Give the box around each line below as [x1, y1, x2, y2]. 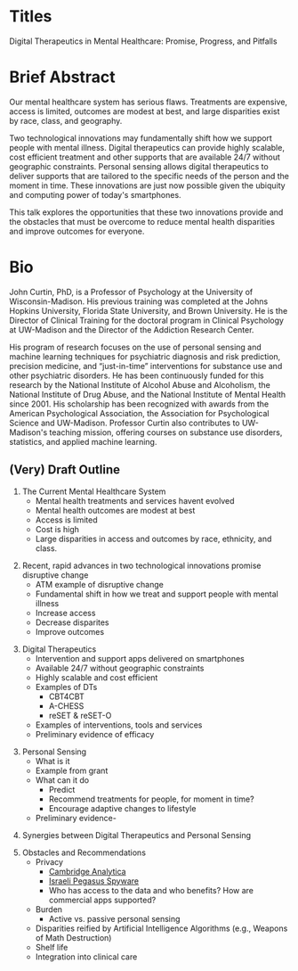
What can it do [35, 774, 90, 786]
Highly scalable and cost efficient [35, 671, 158, 683]
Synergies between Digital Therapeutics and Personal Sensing [21, 829, 252, 840]
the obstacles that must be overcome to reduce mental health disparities [9, 216, 276, 226]
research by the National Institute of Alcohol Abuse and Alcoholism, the [9, 379, 271, 390]
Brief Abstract [9, 67, 116, 87]
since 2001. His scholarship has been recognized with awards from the [9, 399, 270, 409]
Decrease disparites [35, 617, 109, 628]
